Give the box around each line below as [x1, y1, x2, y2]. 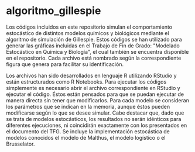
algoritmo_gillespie [6, 4, 101, 18]
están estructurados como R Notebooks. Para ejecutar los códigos [6, 78, 167, 85]
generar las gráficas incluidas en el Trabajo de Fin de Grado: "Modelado [6, 42, 180, 49]
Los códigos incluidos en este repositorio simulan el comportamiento [6, 23, 173, 30]
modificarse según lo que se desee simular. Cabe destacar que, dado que [6, 109, 184, 116]
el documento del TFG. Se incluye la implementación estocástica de [6, 127, 170, 135]
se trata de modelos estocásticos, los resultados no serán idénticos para [6, 115, 182, 122]
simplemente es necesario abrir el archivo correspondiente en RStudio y [6, 84, 180, 91]
